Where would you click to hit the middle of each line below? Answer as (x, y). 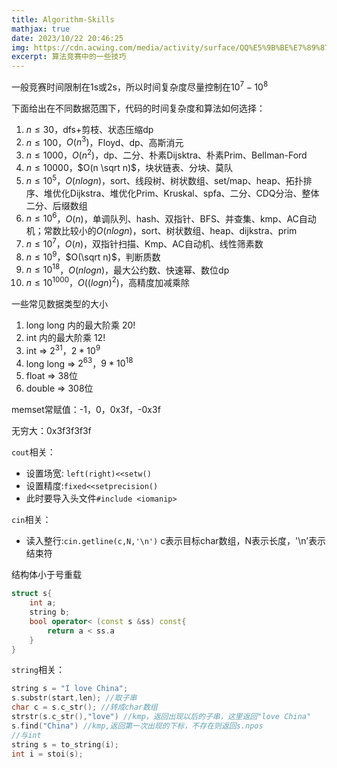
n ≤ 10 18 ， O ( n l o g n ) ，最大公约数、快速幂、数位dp (127, 269)
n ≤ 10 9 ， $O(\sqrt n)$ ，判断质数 (93, 256)
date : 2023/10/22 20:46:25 (67, 38)
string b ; (50, 612)
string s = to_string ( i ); (65, 744)
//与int (26, 735)
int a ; (43, 603)
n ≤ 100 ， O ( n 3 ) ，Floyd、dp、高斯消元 (104, 141)
